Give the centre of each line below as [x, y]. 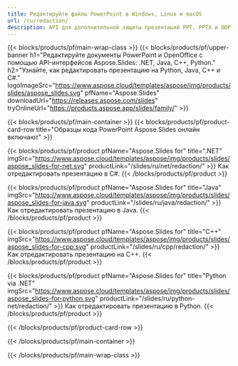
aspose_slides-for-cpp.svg [47, 247]
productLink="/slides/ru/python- [147, 299]
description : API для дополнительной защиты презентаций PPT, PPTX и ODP [119, 27]
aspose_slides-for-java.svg [47, 203]
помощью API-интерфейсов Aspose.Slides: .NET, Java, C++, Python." [112, 63]
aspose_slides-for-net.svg [46, 166]
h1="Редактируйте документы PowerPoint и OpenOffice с [116, 55]
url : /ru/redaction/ [38, 21]
